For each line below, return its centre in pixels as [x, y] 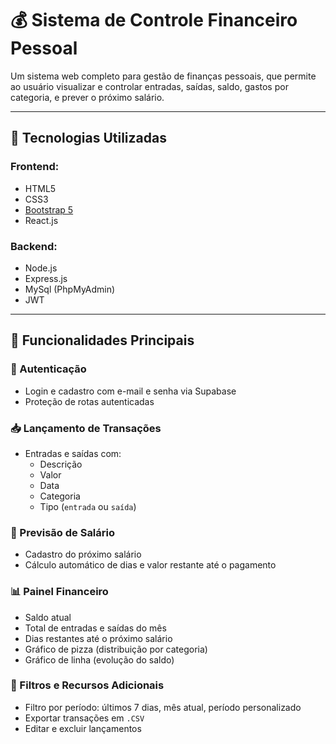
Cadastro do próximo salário [83, 554]
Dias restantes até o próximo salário [98, 638]
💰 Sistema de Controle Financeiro [154, 20]
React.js [41, 220]
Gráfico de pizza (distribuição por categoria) [116, 649]
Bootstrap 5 [49, 209]
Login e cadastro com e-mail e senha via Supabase [130, 391]
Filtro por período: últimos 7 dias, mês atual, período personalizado [163, 707]
